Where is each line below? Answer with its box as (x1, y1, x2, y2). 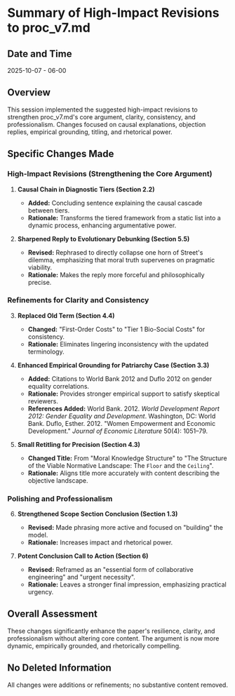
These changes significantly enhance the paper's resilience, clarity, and (7, 627, 215, 635)
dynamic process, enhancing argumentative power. (27, 221, 177, 229)
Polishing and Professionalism (7, 493, 113, 503)
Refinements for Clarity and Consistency (7, 295, 149, 305)
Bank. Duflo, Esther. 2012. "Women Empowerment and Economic (27, 419, 216, 427)
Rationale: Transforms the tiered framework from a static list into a (27, 213, 221, 222)
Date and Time (7, 48, 72, 60)
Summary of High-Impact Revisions (7, 5, 220, 21)
